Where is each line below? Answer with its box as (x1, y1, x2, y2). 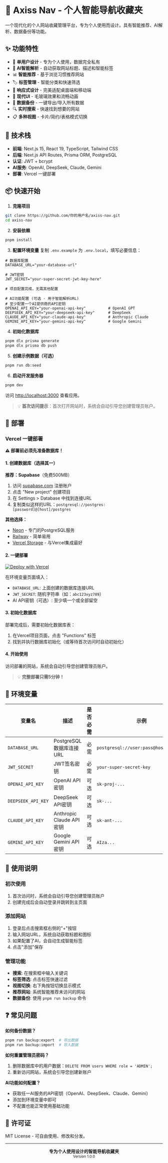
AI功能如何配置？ (5, 1079, 41, 1086)
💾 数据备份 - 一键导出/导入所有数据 (12, 99, 84, 105)
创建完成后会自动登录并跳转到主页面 (12, 899, 87, 905)
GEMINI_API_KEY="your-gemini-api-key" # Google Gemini (5, 319, 142, 324)
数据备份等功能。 (13, 28, 49, 34)
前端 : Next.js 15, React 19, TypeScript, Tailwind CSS (12, 145, 118, 151)
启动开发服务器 (12, 372, 43, 379)
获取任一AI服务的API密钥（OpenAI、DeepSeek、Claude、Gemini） (12, 1090, 151, 1096)
